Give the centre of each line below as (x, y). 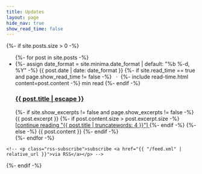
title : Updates (25, 12)
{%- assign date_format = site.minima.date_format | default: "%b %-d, (102, 64)
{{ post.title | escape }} (49, 99)
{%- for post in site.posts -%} (52, 57)
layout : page (23, 18)
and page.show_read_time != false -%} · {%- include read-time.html (102, 77)
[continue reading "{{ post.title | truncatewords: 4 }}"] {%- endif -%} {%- (106, 125)
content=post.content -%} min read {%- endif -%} (77, 83)
